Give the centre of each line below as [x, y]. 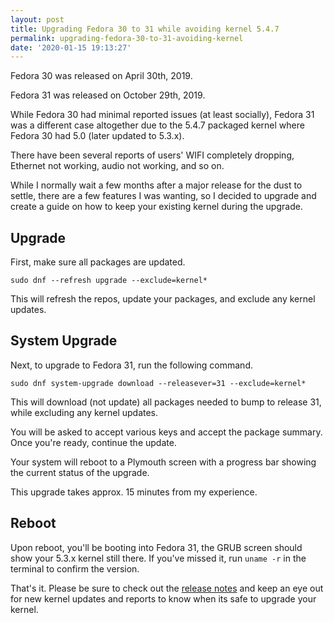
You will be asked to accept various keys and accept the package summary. [166, 432]
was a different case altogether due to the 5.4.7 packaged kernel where [157, 125]
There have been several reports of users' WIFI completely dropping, [152, 155]
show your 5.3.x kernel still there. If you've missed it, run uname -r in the [158, 558]
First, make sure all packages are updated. [98, 262]
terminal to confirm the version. [75, 568]
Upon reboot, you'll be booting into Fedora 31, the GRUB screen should [156, 547]
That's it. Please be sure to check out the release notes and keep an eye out [167, 588]
